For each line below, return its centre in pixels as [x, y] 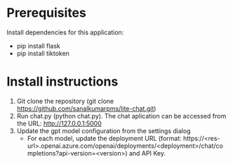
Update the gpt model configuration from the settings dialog [104, 130]
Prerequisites [47, 13]
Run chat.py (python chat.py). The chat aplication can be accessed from [121, 116]
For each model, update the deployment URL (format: [104, 138]
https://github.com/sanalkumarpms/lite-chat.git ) [86, 108]
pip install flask [39, 46]
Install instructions [62, 82]
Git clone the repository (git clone [65, 101]
